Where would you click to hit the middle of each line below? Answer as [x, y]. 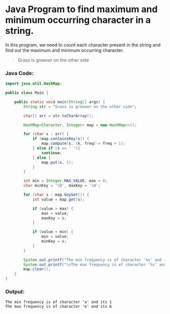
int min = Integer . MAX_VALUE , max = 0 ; [66, 181]
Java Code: [19, 73]
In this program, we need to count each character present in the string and [83, 45]
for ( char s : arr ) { [46, 134]
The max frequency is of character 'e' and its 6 [59, 307]
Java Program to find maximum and [81, 9]
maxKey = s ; [54, 218]
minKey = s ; [54, 242]
